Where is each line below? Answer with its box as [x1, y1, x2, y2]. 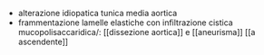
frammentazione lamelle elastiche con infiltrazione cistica [17, 17, 233, 28]
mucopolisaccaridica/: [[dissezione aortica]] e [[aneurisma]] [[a [17, 27, 256, 37]
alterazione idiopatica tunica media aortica [17, 8, 178, 18]
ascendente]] [17, 36, 69, 47]
